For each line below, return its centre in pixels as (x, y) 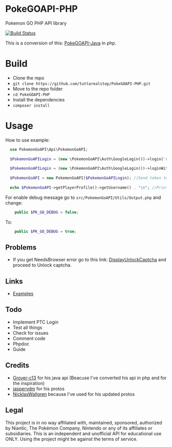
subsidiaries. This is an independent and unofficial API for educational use (83, 433)
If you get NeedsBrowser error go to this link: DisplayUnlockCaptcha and (89, 260)
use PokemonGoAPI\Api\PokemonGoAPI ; (49, 149)
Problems (21, 247)
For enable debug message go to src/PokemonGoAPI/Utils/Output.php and (83, 197)
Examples (23, 294)
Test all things (27, 327)
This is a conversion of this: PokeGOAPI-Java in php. (61, 43)
